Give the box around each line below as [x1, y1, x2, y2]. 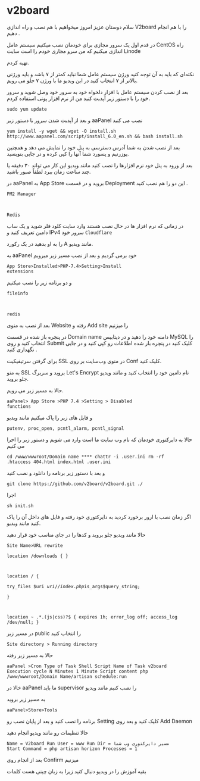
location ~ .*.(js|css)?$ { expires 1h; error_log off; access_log [7, 614, 178, 620]
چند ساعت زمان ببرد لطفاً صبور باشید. [7, 168, 91, 175]
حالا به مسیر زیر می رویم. [7, 386, 64, 393]
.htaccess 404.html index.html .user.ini [7, 459, 111, 465]
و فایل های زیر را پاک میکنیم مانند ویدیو [7, 414, 93, 421]
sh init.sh [7, 502, 34, 509]
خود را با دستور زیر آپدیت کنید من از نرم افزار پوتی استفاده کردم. [7, 95, 151, 102]
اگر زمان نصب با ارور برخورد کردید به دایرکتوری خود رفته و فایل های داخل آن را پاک [7, 513, 191, 520]
